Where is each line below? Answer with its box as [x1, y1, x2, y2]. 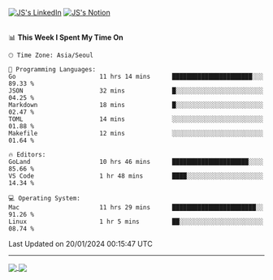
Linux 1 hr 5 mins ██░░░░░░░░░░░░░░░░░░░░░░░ [8, 218, 264, 226]
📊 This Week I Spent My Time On [8, 32, 123, 42]
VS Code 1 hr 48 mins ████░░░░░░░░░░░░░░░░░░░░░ [8, 172, 264, 180]
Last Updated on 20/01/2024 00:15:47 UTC [8, 239, 153, 248]
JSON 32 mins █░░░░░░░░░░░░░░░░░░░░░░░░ [8, 87, 264, 95]
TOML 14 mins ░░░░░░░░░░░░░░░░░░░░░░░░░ [8, 115, 264, 123]
